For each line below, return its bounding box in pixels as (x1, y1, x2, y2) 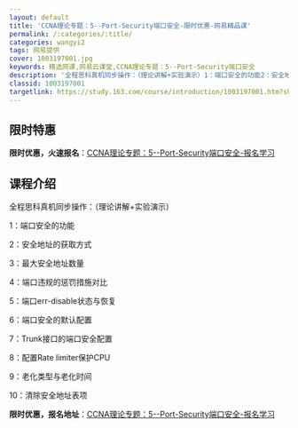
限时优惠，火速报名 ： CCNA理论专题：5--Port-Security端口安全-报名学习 (9, 147, 275, 158)
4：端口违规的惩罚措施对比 (9, 277, 108, 288)
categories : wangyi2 (9, 37, 86, 47)
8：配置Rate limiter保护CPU (9, 353, 111, 363)
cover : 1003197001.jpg (9, 54, 93, 63)
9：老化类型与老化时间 (9, 371, 92, 382)
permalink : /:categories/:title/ (9, 29, 133, 38)
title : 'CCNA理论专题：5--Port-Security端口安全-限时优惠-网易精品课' (9, 21, 251, 30)
